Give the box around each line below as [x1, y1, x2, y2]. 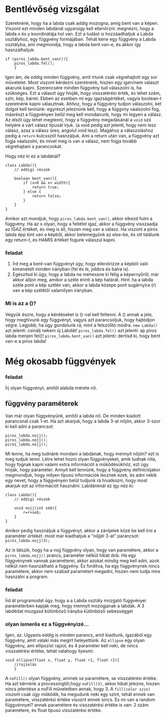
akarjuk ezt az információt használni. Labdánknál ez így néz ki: [5, 483, 134, 489]
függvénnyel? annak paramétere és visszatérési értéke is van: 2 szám [5, 702, 149, 708]
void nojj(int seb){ [14, 505, 57, 510]
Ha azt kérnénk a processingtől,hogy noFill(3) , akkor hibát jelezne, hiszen [5, 681, 160, 687]
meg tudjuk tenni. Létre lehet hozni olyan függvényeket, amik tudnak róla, [5, 456, 156, 462]
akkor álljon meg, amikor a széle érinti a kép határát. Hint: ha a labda [12, 277, 153, 283]
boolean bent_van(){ [14, 176, 57, 181]
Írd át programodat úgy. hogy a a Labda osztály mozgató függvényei [5, 598, 146, 604]
